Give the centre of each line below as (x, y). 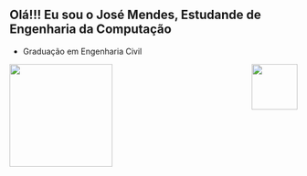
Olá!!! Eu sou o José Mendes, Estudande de (136, 15)
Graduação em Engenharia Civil (82, 51)
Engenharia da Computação (90, 30)
